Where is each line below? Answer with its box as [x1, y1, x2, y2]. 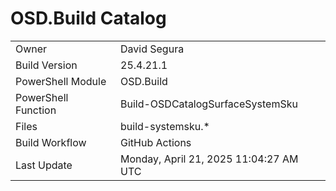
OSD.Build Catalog [10, 7, 167, 30]
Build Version [15, 58, 78, 72]
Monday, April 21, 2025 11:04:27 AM [120, 152, 299, 166]
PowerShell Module [15, 74, 107, 88]
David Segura [120, 42, 185, 56]
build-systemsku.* [120, 119, 210, 133]
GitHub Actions [120, 135, 192, 149]
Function [15, 103, 57, 117]
